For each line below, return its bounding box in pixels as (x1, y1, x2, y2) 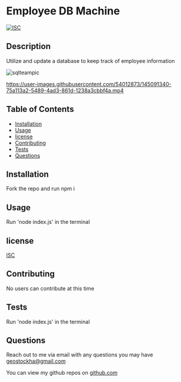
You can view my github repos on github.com (6, 369, 118, 377)
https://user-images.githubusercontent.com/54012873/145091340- (6, 80, 172, 87)
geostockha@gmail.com (6, 357, 66, 365)
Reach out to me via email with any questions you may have (6, 351, 154, 359)
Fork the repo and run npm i (6, 185, 75, 192)
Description (6, 41, 51, 51)
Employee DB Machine (6, 4, 121, 18)
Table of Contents (6, 104, 75, 114)
